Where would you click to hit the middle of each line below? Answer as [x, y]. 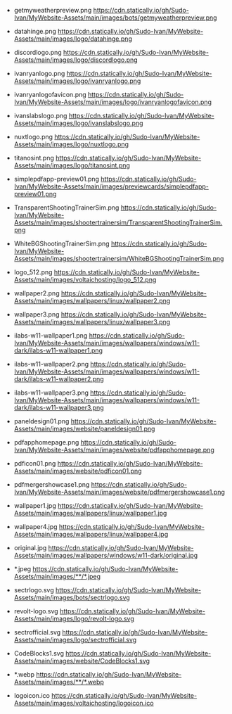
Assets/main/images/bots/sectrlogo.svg [72, 598]
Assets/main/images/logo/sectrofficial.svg [75, 640]
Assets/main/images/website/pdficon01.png [78, 471]
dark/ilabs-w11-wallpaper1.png [58, 350]
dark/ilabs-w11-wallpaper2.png [59, 379]
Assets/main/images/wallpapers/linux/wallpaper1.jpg [90, 513]
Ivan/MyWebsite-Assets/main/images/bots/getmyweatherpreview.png [115, 18]
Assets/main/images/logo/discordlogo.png [76, 60]
